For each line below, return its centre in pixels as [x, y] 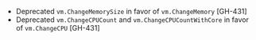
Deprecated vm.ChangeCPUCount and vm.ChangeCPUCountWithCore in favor [132, 20]
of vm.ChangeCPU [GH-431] [58, 28]
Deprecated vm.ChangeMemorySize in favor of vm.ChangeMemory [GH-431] [132, 11]
